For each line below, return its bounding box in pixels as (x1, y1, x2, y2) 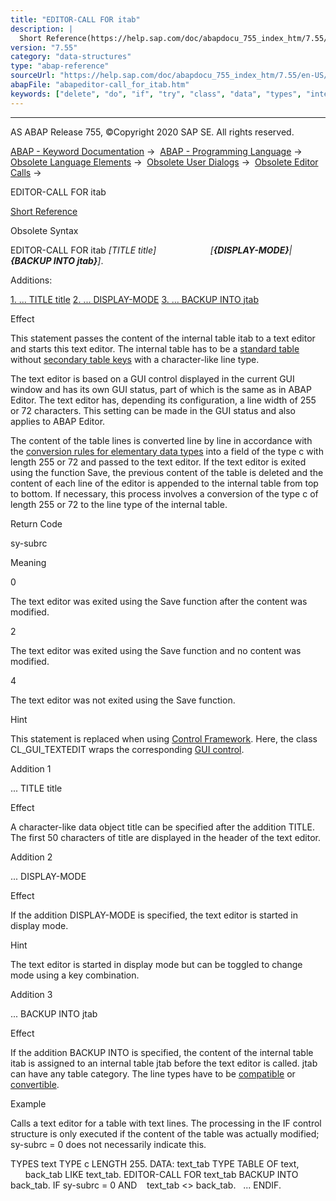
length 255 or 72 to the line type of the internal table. (10, 498, 228, 510)
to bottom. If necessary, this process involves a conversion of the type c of (10, 487, 319, 500)
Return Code (10, 517, 63, 530)
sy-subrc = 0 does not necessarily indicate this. (10, 1138, 207, 1150)
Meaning (10, 556, 47, 568)
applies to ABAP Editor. (10, 415, 106, 427)
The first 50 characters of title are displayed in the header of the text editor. (10, 831, 322, 843)
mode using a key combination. (10, 969, 140, 981)
